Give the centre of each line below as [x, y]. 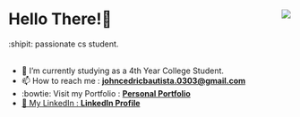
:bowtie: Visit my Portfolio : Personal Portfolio [106, 93]
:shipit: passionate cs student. [64, 44]
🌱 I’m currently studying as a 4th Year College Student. [123, 71]
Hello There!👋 [60, 19]
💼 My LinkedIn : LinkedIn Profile [81, 103]
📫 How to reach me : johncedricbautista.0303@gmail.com [133, 80]
